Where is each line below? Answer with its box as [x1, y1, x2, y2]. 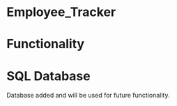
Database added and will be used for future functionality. [6, 91, 170, 100]
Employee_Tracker [6, 4, 116, 20]
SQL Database [6, 68, 91, 84]
